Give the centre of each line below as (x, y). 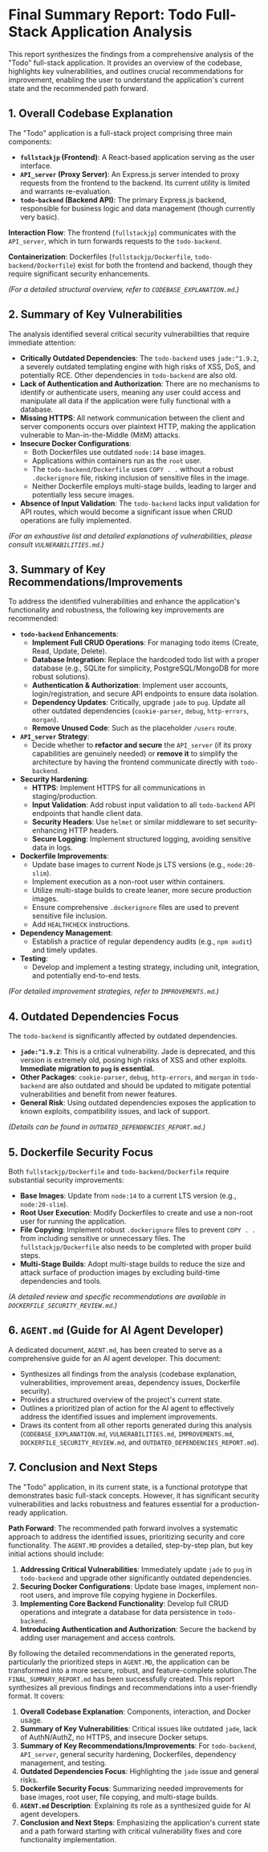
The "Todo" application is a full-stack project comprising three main (120, 133)
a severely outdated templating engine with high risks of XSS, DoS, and (138, 367)
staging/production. (65, 797)
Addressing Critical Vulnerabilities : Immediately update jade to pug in (136, 1569)
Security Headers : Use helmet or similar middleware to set (129, 822)
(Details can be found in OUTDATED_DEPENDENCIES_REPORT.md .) (107, 1127)
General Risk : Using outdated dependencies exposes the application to (138, 1103)
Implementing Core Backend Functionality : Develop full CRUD (124, 1603)
